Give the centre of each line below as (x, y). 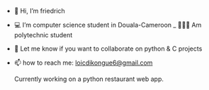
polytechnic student (43, 35)
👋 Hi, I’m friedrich (39, 11)
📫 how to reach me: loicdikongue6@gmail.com (83, 63)
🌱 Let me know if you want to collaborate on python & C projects (108, 49)
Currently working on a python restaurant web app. (89, 79)
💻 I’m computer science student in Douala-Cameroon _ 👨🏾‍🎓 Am (108, 25)
